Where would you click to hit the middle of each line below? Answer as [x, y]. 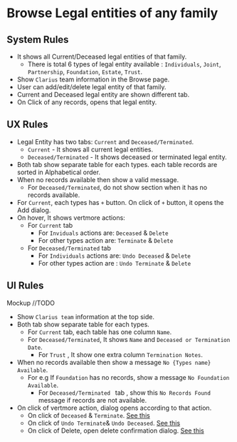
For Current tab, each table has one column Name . [100, 332]
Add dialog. [34, 210]
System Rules [38, 40]
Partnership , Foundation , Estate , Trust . [85, 72]
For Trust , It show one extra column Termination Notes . [121, 354]
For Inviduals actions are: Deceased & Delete [103, 233]
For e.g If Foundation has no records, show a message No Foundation [128, 377]
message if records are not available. [93, 400]
